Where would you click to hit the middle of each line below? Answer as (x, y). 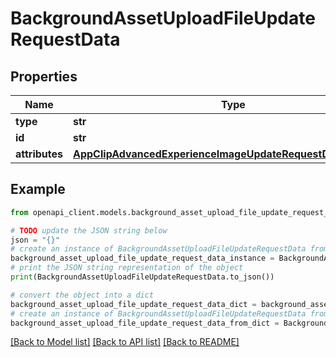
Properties (44, 76)
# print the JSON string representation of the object (127, 268)
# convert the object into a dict (82, 295)
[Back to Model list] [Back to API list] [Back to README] (125, 342)
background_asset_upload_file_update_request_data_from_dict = (145, 323)
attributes (39, 154)
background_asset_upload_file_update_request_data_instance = (142, 258)
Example (38, 189)
